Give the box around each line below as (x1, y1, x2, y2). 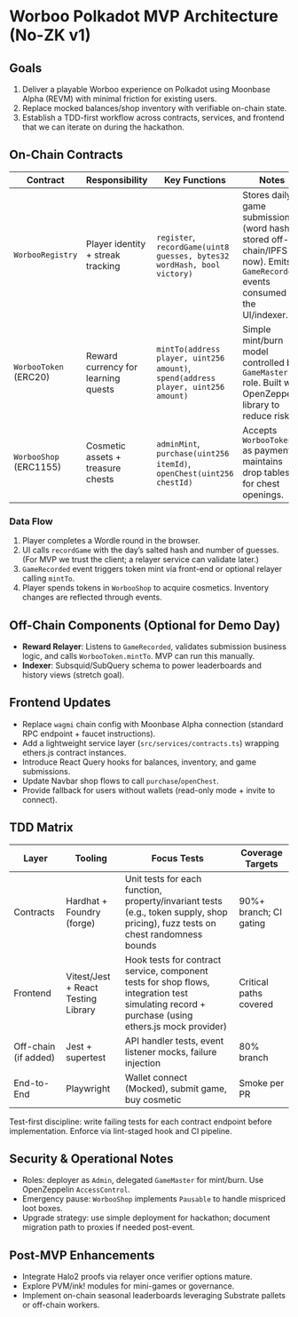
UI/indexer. (242, 308, 288, 321)
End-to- (13, 1076, 51, 1089)
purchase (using (124, 1009, 193, 1021)
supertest (66, 1051, 106, 1063)
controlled (242, 356, 286, 369)
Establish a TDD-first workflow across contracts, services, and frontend (21, 113, 286, 123)
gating (239, 916, 266, 929)
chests (85, 472, 114, 485)
